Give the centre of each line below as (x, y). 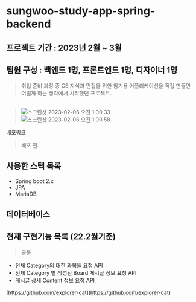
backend (29, 24)
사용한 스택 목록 (34, 166)
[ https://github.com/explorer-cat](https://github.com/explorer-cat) (88, 292)
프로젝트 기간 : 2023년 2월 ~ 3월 (64, 47)
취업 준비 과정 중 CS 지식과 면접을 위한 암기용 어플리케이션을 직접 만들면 (106, 86)
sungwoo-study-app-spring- (81, 11)
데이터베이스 (28, 214)
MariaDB (26, 194)
